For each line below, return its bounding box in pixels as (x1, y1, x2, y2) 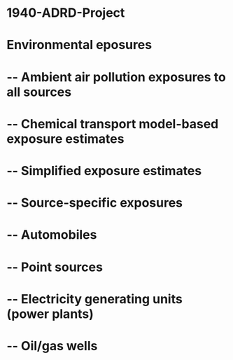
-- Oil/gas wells (6, 338, 98, 354)
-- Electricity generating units (6, 291, 183, 307)
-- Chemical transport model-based (6, 116, 219, 132)
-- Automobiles (6, 227, 97, 243)
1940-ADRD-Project (6, 5, 125, 21)
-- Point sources (6, 259, 103, 275)
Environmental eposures (6, 37, 152, 53)
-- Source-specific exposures (6, 195, 183, 211)
